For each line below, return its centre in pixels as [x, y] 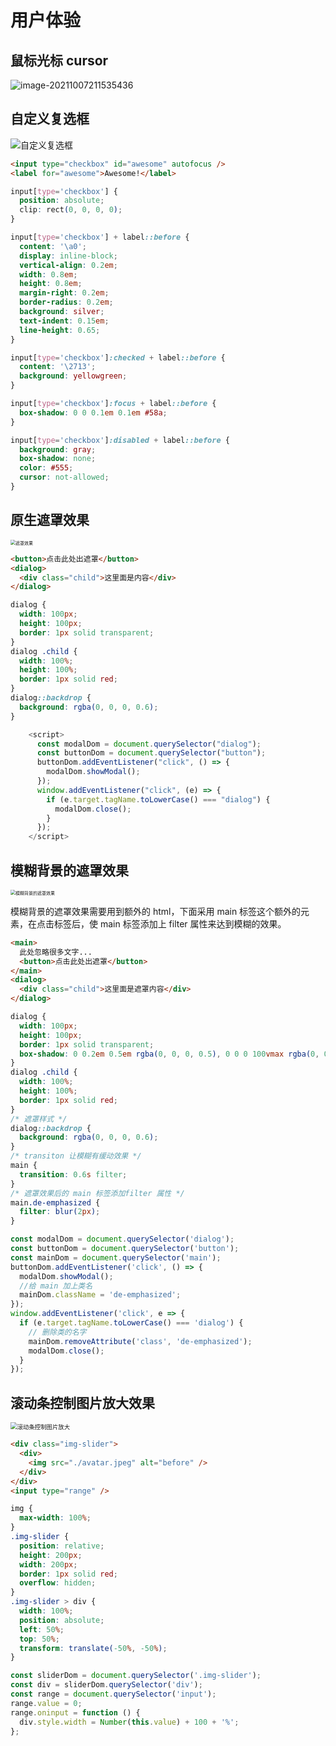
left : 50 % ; [42, 1629]
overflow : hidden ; [58, 1583]
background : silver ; [62, 312]
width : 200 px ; [48, 1564]
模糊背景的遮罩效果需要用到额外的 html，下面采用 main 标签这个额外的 [156, 911]
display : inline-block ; [68, 256]
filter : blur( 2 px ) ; [60, 1212]
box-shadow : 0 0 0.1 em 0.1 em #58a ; [93, 412]
